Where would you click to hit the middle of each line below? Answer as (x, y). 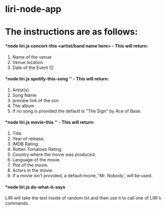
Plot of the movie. (30, 165)
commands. (17, 203)
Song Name (24, 95)
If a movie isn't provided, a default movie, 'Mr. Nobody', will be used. (82, 175)
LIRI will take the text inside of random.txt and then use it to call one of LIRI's (83, 198)
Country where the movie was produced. (54, 154)
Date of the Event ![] (33, 68)
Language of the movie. (36, 159)
